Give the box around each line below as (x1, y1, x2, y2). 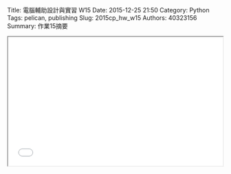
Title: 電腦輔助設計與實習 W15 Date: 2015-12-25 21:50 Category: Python (7, 6, 210, 14)
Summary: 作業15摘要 (7, 22, 68, 30)
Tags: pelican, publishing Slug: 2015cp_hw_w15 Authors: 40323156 (7, 14, 197, 22)
